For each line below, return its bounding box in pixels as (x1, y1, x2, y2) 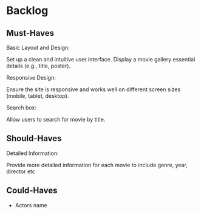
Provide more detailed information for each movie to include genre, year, (6, 161, 188, 168)
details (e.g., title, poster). (6, 62, 71, 69)
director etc (6, 168, 35, 175)
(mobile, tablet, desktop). (6, 92, 69, 99)
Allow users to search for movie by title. (6, 116, 106, 123)
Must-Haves (6, 28, 55, 38)
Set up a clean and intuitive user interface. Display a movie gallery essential (6, 56, 196, 63)
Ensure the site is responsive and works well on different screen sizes (6, 86, 181, 93)
